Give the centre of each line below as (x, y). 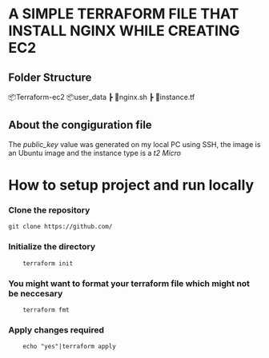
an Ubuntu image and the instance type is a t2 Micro (95, 153)
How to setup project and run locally (131, 185)
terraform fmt (46, 310)
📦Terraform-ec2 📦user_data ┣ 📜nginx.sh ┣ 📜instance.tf (102, 97)
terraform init (48, 263)
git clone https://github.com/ (60, 227)
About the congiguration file (80, 125)
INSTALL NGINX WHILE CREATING (124, 31)
